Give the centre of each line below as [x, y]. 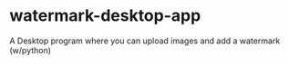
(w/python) [31, 50]
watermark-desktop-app [105, 16]
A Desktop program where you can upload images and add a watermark [145, 41]
